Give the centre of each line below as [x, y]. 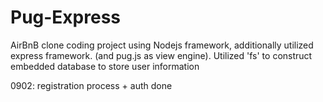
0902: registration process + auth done [91, 85]
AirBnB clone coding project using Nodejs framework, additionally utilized [162, 45]
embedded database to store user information [105, 66]
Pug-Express [66, 17]
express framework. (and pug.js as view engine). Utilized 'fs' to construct [161, 55]
